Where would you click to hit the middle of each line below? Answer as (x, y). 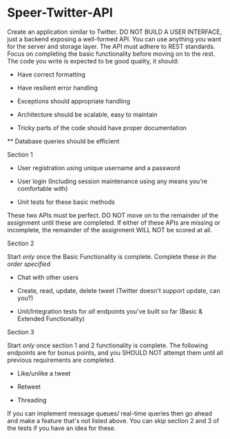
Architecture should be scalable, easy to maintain (87, 114)
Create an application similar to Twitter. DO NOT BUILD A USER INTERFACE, (115, 32)
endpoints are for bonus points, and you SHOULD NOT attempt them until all (115, 352)
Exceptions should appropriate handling (74, 101)
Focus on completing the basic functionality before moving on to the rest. (111, 54)
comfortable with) (42, 188)
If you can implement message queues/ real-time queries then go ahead (109, 413)
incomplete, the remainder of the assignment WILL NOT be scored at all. (109, 229)
